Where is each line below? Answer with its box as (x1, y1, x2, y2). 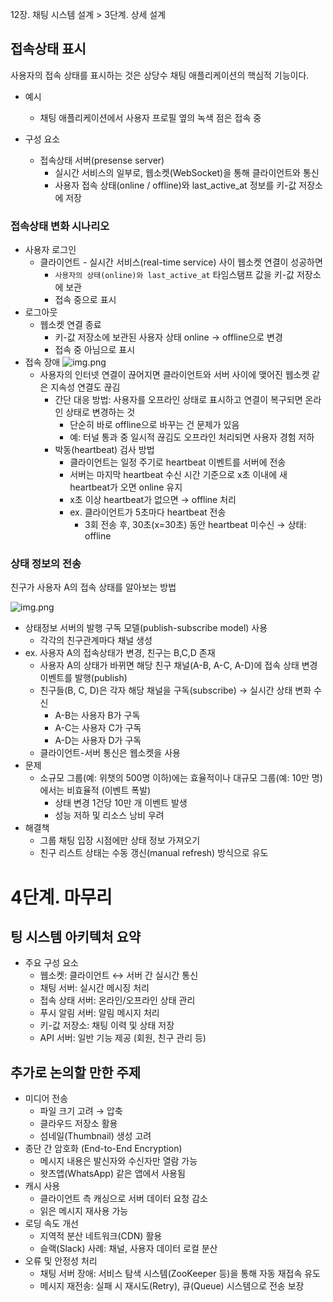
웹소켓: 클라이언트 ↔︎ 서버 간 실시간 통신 (39, 969, 199, 982)
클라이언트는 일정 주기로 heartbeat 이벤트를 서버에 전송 (69, 456, 287, 468)
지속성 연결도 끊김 (50, 381, 121, 393)
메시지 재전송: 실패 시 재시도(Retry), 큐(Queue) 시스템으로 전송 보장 (39, 1280, 305, 1292)
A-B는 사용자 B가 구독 (54, 709, 141, 722)
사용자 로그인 (24, 244, 77, 256)
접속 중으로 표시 (54, 294, 117, 306)
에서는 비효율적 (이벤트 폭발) (39, 784, 152, 797)
